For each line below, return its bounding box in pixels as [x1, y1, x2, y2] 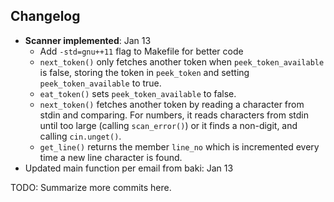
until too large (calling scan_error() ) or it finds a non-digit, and [39, 119, 298, 131]
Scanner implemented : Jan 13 [24, 34, 152, 46]
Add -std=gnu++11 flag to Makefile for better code [39, 45, 244, 57]
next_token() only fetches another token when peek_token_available [39, 55, 325, 68]
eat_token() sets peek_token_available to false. [39, 87, 237, 99]
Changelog [10, 8, 81, 25]
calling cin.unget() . [39, 130, 122, 142]
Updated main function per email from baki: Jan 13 [24, 162, 234, 174]
